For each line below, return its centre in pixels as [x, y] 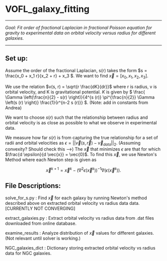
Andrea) [13, 107]
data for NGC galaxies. [28, 253]
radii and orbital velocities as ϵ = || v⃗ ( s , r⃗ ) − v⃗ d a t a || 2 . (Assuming [73, 143]
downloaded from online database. [41, 223]
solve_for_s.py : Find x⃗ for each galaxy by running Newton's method [76, 198]
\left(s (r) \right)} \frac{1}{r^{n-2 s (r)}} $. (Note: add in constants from [77, 102]
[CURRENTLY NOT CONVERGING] [40, 208]
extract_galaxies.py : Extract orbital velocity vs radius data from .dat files [80, 218]
